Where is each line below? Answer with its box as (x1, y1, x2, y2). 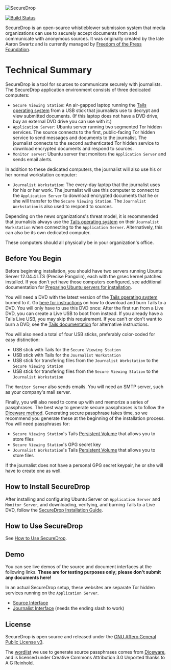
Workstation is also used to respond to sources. (12, 203, 113, 209)
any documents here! (5, 574, 52, 580)
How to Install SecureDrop (5, 482, 90, 491)
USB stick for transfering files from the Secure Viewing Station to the (12, 368, 159, 374)
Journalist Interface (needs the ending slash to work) (12, 605, 125, 611)
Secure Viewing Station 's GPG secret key (12, 441, 101, 448)
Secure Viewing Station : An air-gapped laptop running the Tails (12, 102, 147, 108)
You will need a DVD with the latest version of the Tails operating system (5, 294, 158, 300)
